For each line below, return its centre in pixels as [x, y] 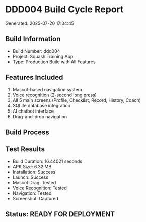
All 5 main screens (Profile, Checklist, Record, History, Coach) [77, 100]
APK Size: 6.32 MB [32, 166]
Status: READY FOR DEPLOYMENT [60, 214]
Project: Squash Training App [43, 56]
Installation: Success [34, 172]
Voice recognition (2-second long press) [55, 95]
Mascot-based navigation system [47, 89]
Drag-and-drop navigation [40, 116]
